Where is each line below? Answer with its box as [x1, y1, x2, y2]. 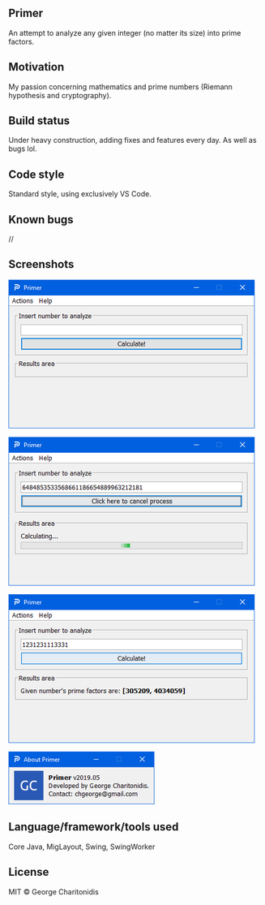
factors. [8, 37, 35, 46]
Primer [8, 6, 44, 20]
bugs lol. [8, 144, 37, 153]
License [8, 865, 49, 879]
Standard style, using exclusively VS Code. [8, 189, 152, 199]
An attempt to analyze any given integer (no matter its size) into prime [8, 28, 241, 37]
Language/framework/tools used [8, 820, 179, 834]
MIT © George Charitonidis [8, 886, 99, 896]
